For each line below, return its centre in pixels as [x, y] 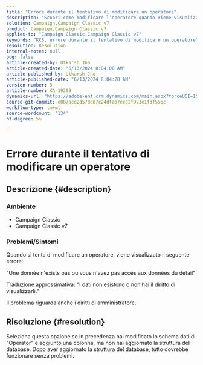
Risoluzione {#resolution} [56, 322]
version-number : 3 [29, 85]
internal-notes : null [34, 51]
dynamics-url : [24, 96]
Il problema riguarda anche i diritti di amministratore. [71, 303]
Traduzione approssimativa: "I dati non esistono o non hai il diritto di [91, 284]
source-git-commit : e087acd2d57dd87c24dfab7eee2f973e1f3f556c [86, 102]
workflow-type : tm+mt [34, 107]
